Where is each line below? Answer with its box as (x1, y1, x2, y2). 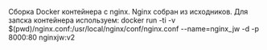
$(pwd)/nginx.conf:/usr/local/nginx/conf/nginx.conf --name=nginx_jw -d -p (8, 24, 260, 33)
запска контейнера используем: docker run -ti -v (8, 15, 176, 25)
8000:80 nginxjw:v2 (8, 32, 76, 42)
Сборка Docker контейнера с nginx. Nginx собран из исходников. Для (8, 7, 249, 16)
